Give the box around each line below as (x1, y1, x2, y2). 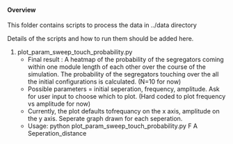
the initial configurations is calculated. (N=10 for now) (27, 77, 182, 86)
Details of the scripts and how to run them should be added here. (7, 35, 194, 43)
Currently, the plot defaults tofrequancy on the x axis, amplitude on (27, 107, 220, 115)
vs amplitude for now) (27, 99, 91, 108)
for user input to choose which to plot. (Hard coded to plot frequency (27, 93, 226, 101)
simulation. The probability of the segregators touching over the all (27, 70, 219, 79)
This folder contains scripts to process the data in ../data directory (7, 21, 197, 29)
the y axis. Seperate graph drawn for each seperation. (27, 115, 183, 123)
